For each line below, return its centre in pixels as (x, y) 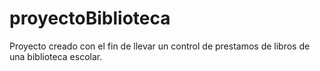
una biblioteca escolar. (56, 56)
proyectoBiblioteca (90, 18)
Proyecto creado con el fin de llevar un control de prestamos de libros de (160, 46)
